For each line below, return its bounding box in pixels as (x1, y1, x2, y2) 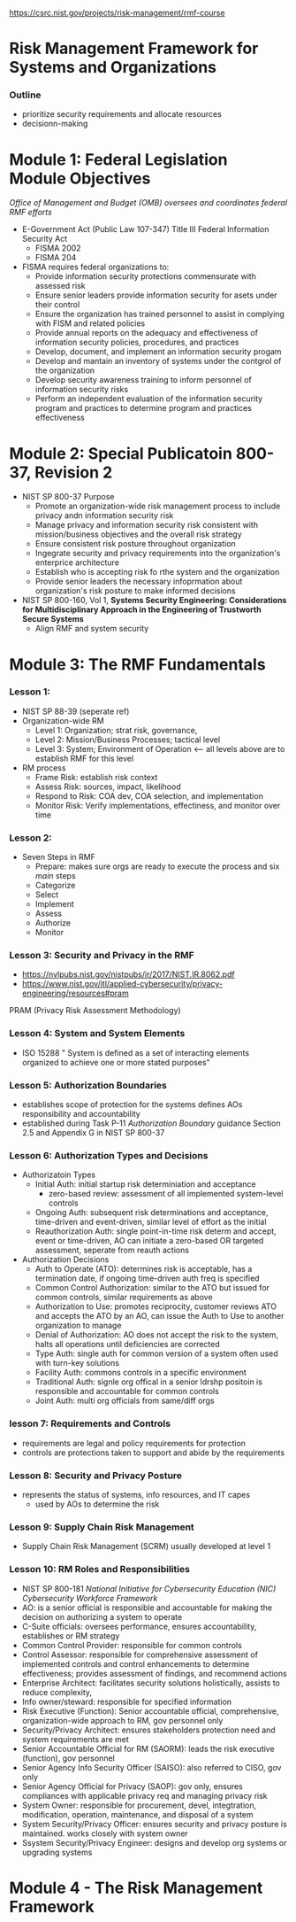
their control (34, 299, 80, 310)
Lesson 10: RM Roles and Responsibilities (9, 1563, 190, 1576)
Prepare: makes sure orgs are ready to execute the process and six (34, 861, 280, 872)
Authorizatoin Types (21, 1169, 95, 1181)
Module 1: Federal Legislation (9, 150, 228, 169)
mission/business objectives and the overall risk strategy (34, 529, 242, 539)
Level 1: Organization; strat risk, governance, (34, 725, 198, 735)
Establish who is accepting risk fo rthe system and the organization (34, 567, 280, 577)
